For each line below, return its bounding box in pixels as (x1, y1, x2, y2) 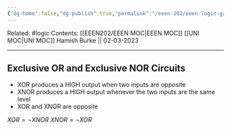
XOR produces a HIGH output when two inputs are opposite (16, 80, 186, 89)
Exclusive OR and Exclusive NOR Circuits (7, 62, 186, 74)
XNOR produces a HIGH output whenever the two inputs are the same (16, 88, 215, 96)
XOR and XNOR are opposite (16, 102, 98, 110)
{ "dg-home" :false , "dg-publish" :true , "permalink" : (7, 10, 153, 17)
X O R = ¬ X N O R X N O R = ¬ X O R (7, 116, 93, 124)
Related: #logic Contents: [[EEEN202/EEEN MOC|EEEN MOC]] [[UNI (7, 29, 199, 37)
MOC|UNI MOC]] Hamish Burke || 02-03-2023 (7, 36, 139, 45)
